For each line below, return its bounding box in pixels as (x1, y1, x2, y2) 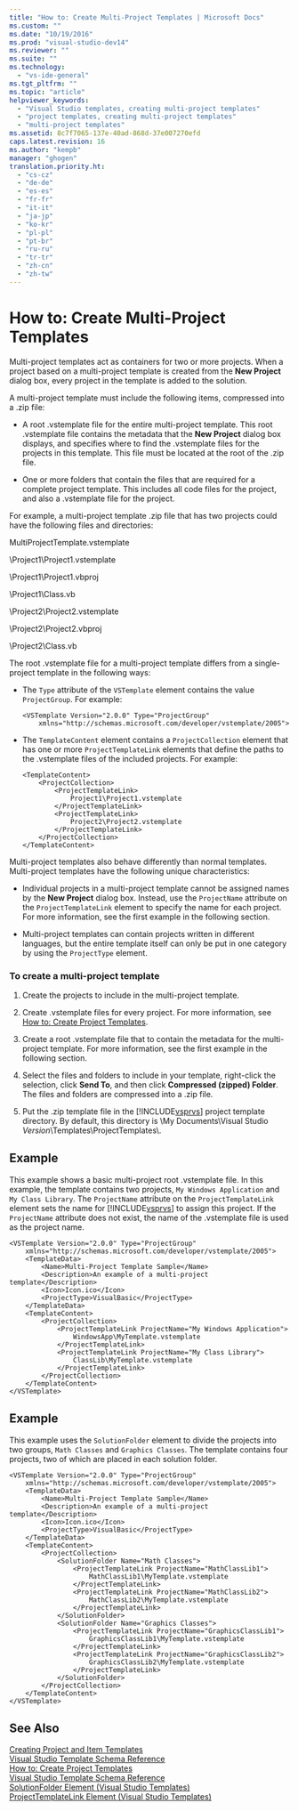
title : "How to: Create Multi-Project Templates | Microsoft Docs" (9, 12, 265, 22)
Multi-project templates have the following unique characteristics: (9, 865, 251, 877)
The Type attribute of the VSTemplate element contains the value (21, 684, 255, 695)
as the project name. (9, 1221, 85, 1233)
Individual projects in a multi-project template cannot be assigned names (21, 883, 290, 893)
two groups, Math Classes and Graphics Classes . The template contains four (9, 1443, 289, 1455)
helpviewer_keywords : (9, 95, 90, 105)
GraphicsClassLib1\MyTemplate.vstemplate (88, 1634, 245, 1643)
